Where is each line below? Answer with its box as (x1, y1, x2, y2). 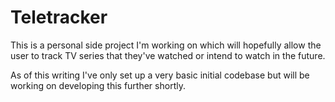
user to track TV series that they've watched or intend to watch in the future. (10, 49, 326, 61)
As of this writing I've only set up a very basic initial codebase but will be (10, 69, 310, 81)
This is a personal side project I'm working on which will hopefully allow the (10, 39, 322, 51)
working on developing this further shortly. (10, 79, 186, 91)
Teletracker (10, 6, 108, 29)
